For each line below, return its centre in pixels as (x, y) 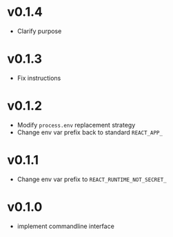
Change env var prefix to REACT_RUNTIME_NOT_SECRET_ (92, 179)
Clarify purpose (39, 31)
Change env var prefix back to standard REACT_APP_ (90, 132)
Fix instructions (39, 78)
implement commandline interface (66, 226)
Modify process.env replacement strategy (76, 125)
